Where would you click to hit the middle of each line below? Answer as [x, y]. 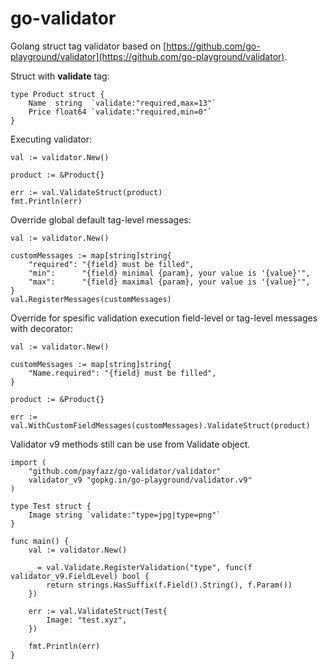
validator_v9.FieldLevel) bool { [80, 576]
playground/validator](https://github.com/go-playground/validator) [147, 56]
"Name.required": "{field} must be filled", [122, 373]
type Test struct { [51, 506]
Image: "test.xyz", [87, 620]
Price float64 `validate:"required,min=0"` [120, 112]
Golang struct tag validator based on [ [88, 46]
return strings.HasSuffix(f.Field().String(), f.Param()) [169, 585]
